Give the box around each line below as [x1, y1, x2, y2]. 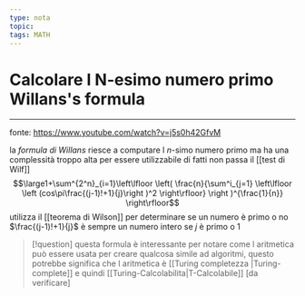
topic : [9, 22, 34, 31]
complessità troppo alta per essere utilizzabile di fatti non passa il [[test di [9, 154, 286, 165]
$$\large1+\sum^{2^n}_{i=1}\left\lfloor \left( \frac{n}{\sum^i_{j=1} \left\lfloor [13, 178, 292, 189]
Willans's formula [9, 88, 145, 109]
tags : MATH [9, 30, 51, 39]
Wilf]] [9, 164, 30, 175]
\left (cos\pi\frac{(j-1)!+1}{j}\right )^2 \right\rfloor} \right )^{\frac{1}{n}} [21, 188, 284, 199]
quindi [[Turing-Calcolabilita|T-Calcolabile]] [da [81, 268, 259, 279]
